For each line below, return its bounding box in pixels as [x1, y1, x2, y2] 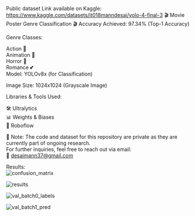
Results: [6, 163, 26, 170]
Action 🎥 [6, 45, 27, 52]
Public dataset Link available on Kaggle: [6, 5, 102, 12]
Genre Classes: [6, 34, 43, 40]
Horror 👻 [6, 58, 27, 64]
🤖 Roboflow [6, 122, 34, 129]
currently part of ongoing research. [6, 140, 91, 146]
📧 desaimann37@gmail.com [6, 152, 74, 159]
